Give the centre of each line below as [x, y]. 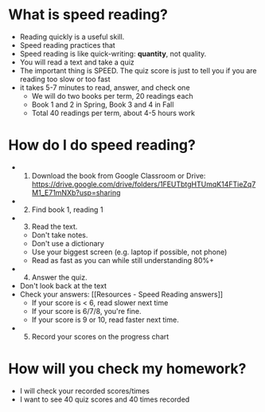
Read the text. [55, 226]
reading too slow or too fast [65, 79]
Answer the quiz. [59, 277]
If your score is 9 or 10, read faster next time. [105, 320]
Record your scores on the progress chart [100, 336]
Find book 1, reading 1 [67, 210]
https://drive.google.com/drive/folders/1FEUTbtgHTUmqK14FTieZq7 [144, 184]
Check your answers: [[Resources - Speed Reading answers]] [121, 294]
